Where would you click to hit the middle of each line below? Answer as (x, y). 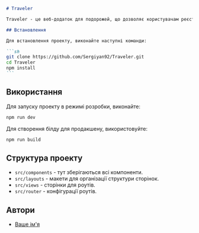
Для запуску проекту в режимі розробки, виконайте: (73, 106)
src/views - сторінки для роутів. (55, 185)
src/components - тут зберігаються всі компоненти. (79, 172)
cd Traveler (21, 62)
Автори (21, 210)
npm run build (24, 140)
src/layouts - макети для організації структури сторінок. (87, 179)
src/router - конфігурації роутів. (56, 191)
